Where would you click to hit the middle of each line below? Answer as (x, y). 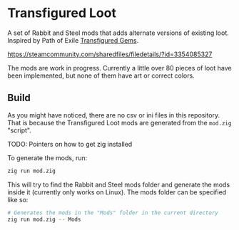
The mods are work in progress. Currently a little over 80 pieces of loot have (119, 68)
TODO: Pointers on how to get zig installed (70, 144)
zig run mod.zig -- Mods (44, 219)
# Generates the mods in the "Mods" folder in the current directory (113, 213)
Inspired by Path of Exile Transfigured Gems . (73, 40)
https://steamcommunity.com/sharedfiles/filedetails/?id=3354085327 (110, 54)
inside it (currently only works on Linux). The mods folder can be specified (117, 192)
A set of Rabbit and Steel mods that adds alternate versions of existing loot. (118, 33)
